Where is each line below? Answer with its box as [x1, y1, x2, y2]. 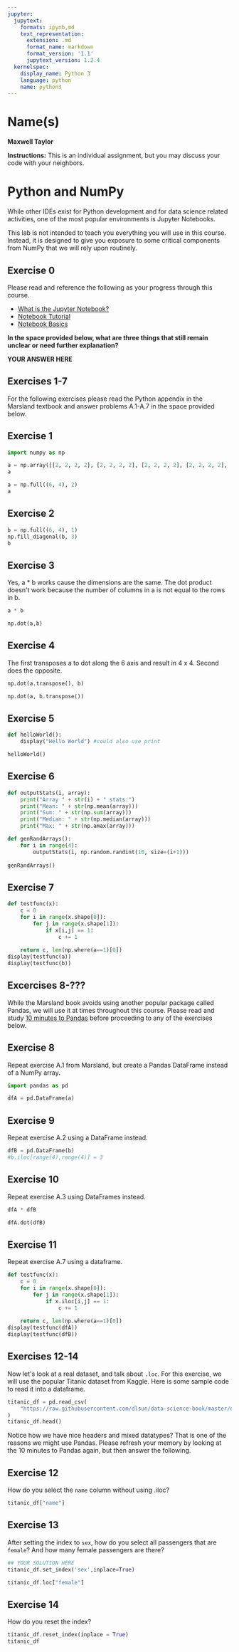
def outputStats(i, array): [7, 789, 91, 796]
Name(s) [7, 114, 60, 130]
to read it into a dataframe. [7, 1384, 85, 1393]
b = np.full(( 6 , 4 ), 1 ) [7, 526, 78, 534]
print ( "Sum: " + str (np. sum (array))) [20, 809, 132, 816]
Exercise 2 [7, 507, 55, 520]
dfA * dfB [7, 1206, 37, 1214]
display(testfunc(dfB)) [7, 1331, 78, 1338]
